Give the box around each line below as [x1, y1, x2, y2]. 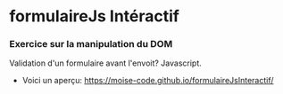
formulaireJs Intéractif [9, 6, 180, 27]
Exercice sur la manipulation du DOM [9, 38, 173, 51]
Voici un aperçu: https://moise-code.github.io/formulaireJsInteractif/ [21, 75, 274, 86]
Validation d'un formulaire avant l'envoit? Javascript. [9, 58, 203, 68]
